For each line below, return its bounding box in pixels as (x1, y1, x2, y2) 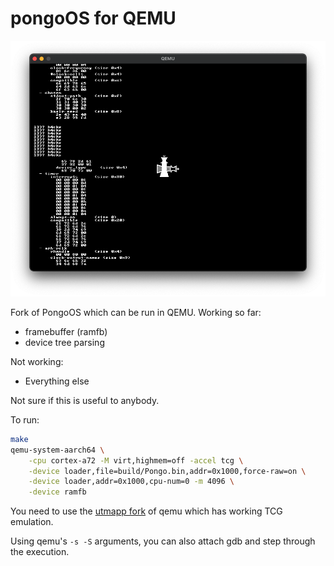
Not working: (10, 355, 64, 367)
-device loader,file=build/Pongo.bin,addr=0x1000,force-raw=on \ (28, 466, 307, 476)
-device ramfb (28, 487, 87, 497)
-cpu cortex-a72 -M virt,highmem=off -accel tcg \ (28, 455, 244, 466)
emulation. (10, 516, 54, 528)
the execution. (10, 546, 70, 558)
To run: (10, 413, 40, 426)
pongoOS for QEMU (10, 7, 177, 30)
